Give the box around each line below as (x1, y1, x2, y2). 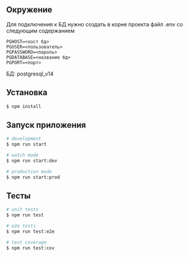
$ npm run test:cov (6, 245, 55, 251)
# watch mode (6, 152, 39, 158)
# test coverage (6, 239, 47, 245)
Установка (6, 87, 48, 98)
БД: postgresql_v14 (6, 70, 54, 77)
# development (6, 136, 42, 142)
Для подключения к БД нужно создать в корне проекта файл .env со (6, 20, 184, 28)
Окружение (6, 5, 53, 15)
